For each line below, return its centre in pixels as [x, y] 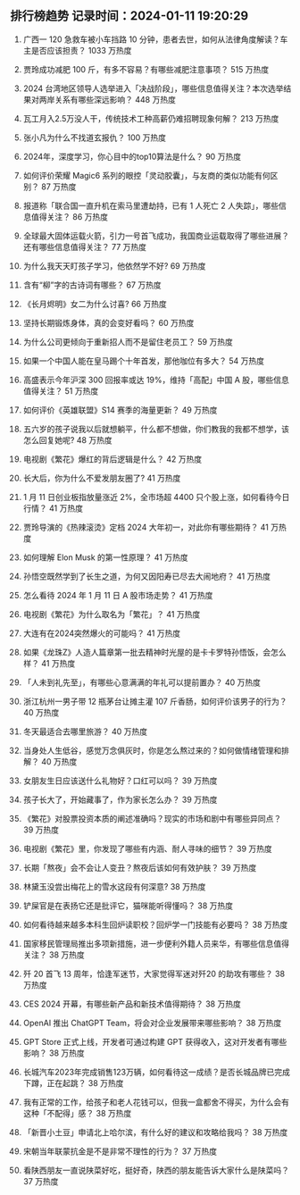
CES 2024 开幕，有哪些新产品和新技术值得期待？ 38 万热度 [132, 1004]
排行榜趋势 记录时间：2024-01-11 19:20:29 [129, 16]
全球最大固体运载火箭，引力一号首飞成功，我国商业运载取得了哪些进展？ [156, 236]
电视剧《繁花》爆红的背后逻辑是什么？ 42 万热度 [112, 459]
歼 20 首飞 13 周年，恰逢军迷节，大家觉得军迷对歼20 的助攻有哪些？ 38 [154, 974]
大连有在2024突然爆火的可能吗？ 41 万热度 [102, 633]
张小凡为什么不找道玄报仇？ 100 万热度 [95, 138]
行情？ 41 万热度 [53, 508]
